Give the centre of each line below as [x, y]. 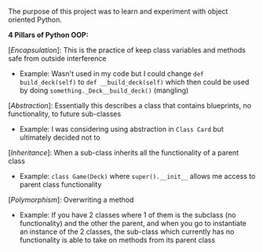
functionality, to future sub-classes [65, 114]
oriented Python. [35, 20]
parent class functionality [60, 184]
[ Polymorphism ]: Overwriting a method [71, 200]
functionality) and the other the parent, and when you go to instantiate [133, 223]
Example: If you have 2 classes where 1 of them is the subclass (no [128, 215]
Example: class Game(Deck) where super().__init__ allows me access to [137, 176]
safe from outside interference [57, 58]
